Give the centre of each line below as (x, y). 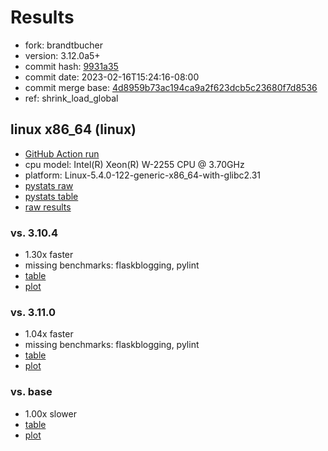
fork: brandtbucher (63, 45)
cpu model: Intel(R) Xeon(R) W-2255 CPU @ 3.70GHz (134, 164)
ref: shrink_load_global (71, 98)
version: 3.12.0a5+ (62, 55)
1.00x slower (50, 413)
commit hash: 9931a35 (71, 66)
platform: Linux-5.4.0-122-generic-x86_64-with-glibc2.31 (143, 175)
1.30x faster (49, 255)
